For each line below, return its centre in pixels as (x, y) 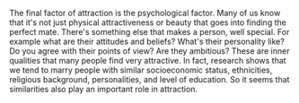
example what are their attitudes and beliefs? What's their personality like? (147, 41)
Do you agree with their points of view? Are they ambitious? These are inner (149, 51)
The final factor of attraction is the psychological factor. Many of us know (145, 13)
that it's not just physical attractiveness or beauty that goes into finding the (148, 22)
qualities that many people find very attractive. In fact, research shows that (148, 60)
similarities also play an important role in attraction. (104, 89)
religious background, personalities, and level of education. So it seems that (149, 79)
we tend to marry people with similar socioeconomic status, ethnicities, (141, 70)
